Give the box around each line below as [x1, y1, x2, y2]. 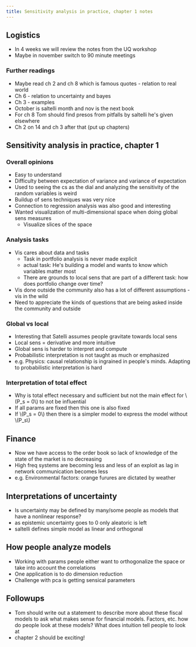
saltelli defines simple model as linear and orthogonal [14, 525, 143, 532]
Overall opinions [6, 158, 54, 166]
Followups [6, 594, 45, 604]
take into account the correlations [14, 564, 96, 571]
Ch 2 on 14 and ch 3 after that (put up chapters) [14, 124, 130, 131]
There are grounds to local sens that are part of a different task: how [23, 273, 188, 281]
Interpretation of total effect [6, 378, 87, 386]
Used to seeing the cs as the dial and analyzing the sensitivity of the [14, 184, 180, 191]
